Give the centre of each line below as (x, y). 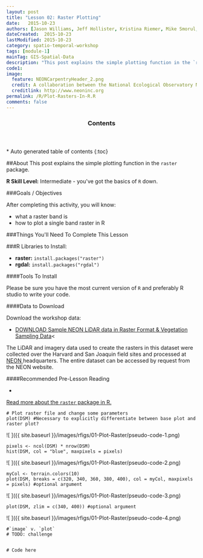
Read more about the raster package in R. (59, 402)
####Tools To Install (32, 276)
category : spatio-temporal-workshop (52, 46)
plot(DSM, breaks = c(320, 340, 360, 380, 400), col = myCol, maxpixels (100, 479)
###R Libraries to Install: (37, 246)
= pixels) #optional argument (44, 484)
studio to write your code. (38, 294)
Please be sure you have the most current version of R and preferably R (95, 287)
